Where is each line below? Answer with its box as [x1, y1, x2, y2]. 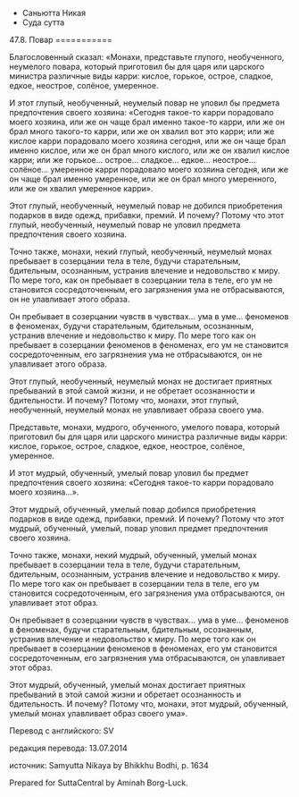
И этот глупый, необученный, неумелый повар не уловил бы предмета [9, 98, 280, 108]
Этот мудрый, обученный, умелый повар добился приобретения [9, 504, 256, 514]
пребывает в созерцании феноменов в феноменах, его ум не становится [9, 340, 289, 350]
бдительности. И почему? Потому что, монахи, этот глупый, [9, 395, 239, 405]
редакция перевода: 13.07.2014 [9, 742, 128, 753]
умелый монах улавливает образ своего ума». [9, 708, 188, 718]
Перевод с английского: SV [9, 725, 114, 736]
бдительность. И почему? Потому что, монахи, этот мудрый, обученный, [9, 699, 288, 709]
